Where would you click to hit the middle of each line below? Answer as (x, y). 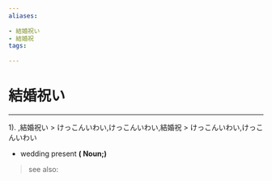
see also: (43, 169)
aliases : (23, 16)
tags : (17, 46)
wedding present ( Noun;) (63, 154)
